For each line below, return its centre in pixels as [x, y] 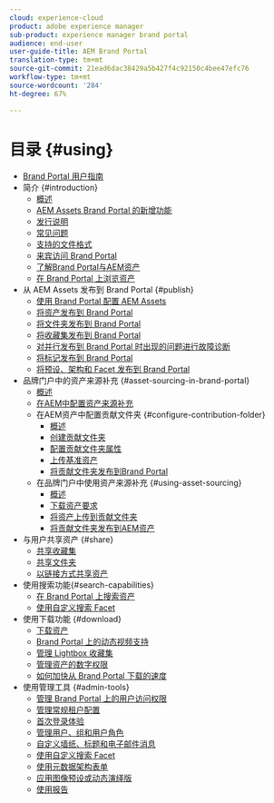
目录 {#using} [61, 149]
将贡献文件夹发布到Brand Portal [109, 471]
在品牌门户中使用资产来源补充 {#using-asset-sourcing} [139, 483]
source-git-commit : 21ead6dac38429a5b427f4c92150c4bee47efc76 [129, 69]
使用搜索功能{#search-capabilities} [88, 585]
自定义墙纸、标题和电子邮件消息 [96, 744]
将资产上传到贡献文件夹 [93, 517]
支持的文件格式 [64, 244]
